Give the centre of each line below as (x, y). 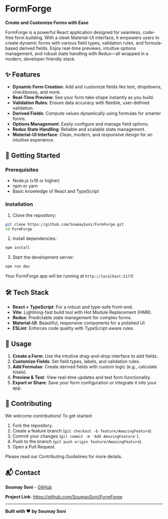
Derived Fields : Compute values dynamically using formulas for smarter (87, 113)
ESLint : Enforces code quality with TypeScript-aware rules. (73, 328)
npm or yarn (25, 186)
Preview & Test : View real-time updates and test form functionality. (82, 377)
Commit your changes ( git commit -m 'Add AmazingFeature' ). (76, 436)
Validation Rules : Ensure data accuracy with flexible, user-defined (81, 103)
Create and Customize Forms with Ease (47, 23)
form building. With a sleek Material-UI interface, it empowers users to (87, 38)
